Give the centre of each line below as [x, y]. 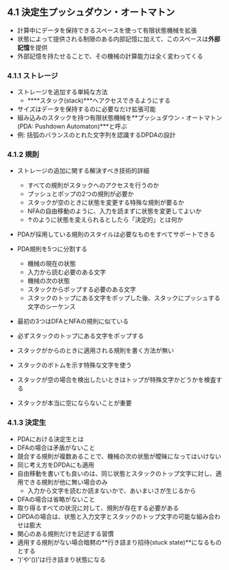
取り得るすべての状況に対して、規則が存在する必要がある [98, 507]
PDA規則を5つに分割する [52, 249]
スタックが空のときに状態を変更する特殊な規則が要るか [106, 202]
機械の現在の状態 [52, 264]
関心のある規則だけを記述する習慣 [65, 534]
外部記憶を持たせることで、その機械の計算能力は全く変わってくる [110, 56]
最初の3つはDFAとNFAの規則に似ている [73, 321]
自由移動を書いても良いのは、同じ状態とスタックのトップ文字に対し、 [116, 473]
